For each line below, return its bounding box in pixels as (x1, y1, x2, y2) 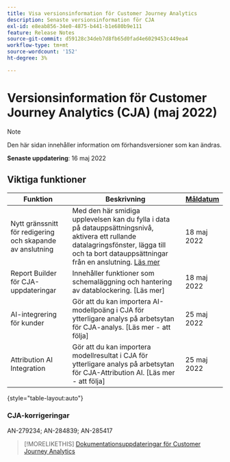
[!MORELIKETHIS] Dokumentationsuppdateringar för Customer (23, 439, 201, 448)
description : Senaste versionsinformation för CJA (7, 16, 155, 23)
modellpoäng (72, 305, 115, 315)
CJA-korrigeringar (7, 411, 70, 420)
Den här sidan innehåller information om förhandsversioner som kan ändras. (7, 141, 222, 149)
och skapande (10, 236, 57, 245)
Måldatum (186, 194, 220, 204)
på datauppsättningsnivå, (72, 223, 154, 232)
